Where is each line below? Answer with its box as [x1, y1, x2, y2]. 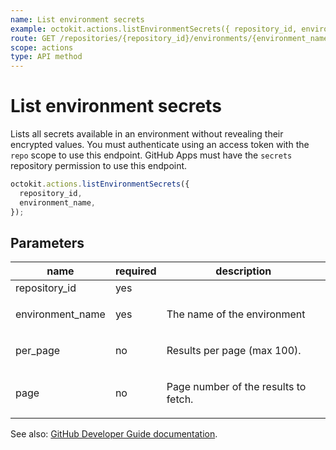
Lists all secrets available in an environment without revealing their [10, 128, 284, 140]
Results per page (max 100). [166, 344, 302, 358]
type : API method [10, 52, 83, 62]
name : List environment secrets [10, 14, 145, 25]
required [114, 264, 157, 278]
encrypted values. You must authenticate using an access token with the [10, 139, 310, 151]
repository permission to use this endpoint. [10, 160, 188, 172]
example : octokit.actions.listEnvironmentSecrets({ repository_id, [10, 24, 298, 34]
